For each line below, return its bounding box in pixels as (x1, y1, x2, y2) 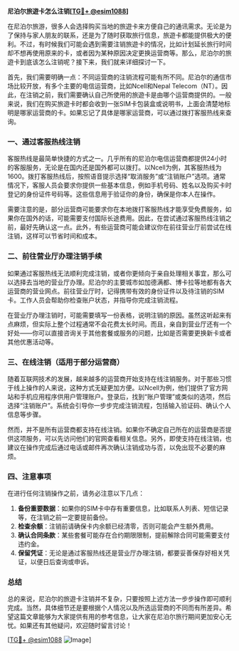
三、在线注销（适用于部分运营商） (7, 357, 124, 367)
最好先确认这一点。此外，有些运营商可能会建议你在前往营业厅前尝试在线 (19, 223, 232, 231)
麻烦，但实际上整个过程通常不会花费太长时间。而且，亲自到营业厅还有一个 (13, 320, 232, 328)
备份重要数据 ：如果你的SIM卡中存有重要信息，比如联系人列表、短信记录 (17, 504, 229, 513)
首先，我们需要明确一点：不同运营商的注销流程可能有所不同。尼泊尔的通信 (7, 73, 225, 81)
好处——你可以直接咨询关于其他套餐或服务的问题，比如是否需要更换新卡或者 (7, 328, 232, 337)
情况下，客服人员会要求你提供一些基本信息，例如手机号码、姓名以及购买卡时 (7, 181, 232, 189)
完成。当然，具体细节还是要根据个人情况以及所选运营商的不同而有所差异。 (7, 603, 225, 612)
